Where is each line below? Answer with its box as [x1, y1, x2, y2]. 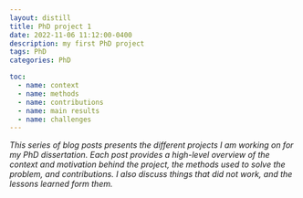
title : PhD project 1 [9, 22, 92, 31]
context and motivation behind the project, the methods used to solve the [9, 159, 286, 170]
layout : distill [9, 13, 71, 23]
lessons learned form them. [9, 179, 113, 190]
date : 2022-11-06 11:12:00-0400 [9, 30, 132, 39]
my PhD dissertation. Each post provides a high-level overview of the [9, 150, 271, 161]
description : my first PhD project [9, 38, 145, 48]
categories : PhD [9, 56, 71, 65]
